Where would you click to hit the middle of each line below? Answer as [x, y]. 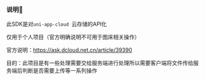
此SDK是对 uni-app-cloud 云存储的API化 [57, 24]
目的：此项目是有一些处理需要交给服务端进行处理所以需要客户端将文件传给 [100, 63]
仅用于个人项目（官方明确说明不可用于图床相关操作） [73, 37]
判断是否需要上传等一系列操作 [60, 71]
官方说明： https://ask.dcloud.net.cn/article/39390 [69, 50]
